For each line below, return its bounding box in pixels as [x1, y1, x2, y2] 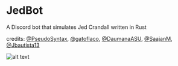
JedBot [6, 4, 43, 17]
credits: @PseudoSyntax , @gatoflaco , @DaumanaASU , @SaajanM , [6, 35, 173, 42]
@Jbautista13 [6, 41, 40, 49]
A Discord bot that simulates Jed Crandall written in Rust [6, 23, 147, 31]
